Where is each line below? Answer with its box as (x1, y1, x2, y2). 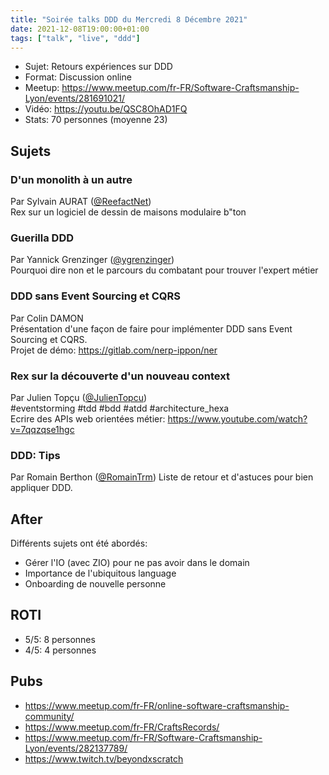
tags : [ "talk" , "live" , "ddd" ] (10, 33, 141, 43)
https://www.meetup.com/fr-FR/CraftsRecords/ (24, 721, 220, 733)
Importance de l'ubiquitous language (24, 567, 177, 580)
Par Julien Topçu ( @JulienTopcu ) (10, 391, 148, 403)
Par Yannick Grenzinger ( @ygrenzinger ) (10, 254, 175, 266)
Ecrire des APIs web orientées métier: (10, 412, 166, 425)
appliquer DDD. (10, 482, 73, 494)
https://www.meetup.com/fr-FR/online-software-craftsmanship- (24, 699, 290, 711)
